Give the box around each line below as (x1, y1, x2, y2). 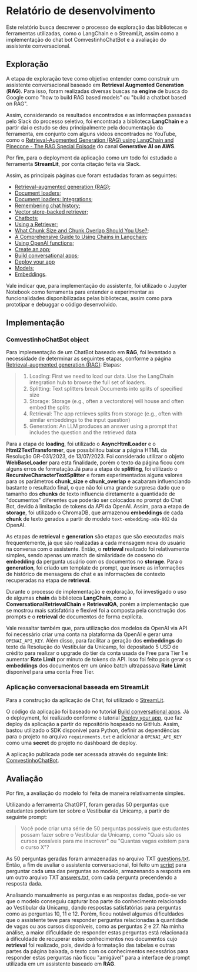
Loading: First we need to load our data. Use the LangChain (29, 372, 174, 380)
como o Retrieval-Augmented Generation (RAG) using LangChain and (6, 137, 174, 144)
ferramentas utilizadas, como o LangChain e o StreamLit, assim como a (6, 29, 179, 36)
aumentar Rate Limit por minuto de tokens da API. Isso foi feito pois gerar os (6, 656, 192, 663)
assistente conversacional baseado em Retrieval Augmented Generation (6, 81, 184, 88)
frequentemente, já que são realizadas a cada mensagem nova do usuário (6, 540, 186, 547)
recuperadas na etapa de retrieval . (6, 577, 91, 584)
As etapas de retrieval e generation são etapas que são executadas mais (6, 533, 185, 540)
